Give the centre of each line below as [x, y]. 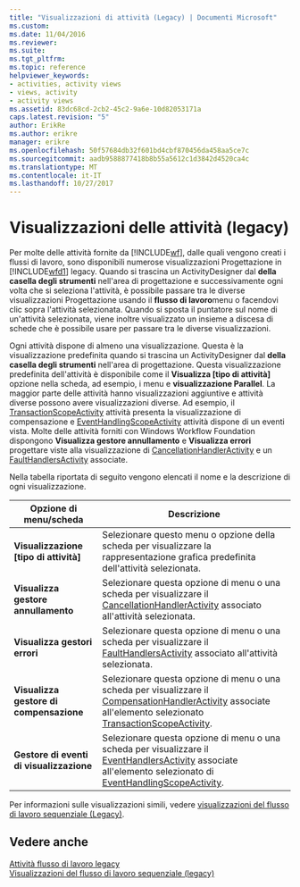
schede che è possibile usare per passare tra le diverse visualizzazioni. [140, 329]
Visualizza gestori [53, 642]
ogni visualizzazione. [48, 487]
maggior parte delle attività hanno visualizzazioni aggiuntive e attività [136, 393]
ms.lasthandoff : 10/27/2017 [62, 184]
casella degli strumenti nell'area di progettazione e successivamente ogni [146, 281]
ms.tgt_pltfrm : [37, 59]
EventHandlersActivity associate [170, 760]
